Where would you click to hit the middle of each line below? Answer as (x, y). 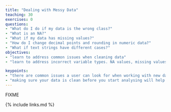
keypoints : (17, 71)
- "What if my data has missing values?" (50, 39)
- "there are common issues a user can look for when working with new (83, 76)
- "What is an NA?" (26, 33)
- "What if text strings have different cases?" (58, 48)
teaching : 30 (19, 15)
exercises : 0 (19, 19)
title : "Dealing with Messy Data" (42, 10)
